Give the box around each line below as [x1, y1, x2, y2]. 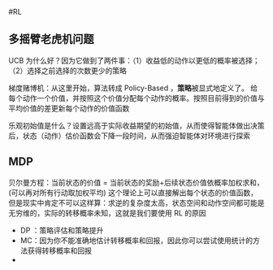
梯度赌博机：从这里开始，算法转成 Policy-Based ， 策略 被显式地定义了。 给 [8, 83, 258, 93]
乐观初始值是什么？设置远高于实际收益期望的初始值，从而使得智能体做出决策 [8, 120, 265, 130]
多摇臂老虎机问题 [8, 33, 94, 46]
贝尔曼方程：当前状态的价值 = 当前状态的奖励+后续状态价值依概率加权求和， [8, 177, 264, 187]
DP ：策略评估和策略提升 [19, 225, 104, 235]
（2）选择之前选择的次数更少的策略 [8, 65, 128, 76]
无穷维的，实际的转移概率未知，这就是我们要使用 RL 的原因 [8, 207, 206, 218]
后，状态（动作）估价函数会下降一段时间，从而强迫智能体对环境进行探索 [8, 130, 250, 141]
